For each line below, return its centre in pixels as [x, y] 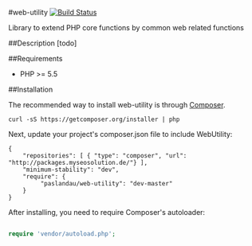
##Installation [31, 89]
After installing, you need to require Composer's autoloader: [107, 212]
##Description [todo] [43, 43]
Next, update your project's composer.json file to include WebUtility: [120, 134]
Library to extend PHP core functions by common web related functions [126, 27]
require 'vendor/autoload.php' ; [62, 234]
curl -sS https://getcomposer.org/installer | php [94, 119]
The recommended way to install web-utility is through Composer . [117, 105]
